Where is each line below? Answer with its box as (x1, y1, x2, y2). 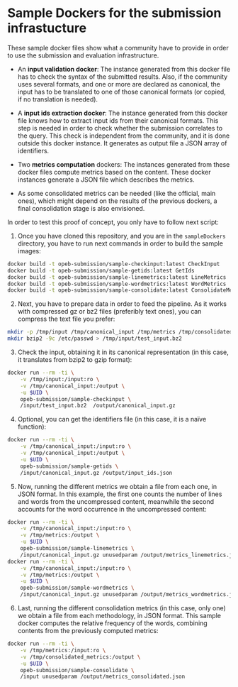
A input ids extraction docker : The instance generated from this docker (17, 109, 228, 117)
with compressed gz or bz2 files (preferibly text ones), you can (17, 307, 202, 316)
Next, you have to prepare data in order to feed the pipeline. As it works (17, 299, 227, 308)
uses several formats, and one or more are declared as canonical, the (17, 79, 221, 88)
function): (17, 422, 47, 431)
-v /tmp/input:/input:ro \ (20, 375, 100, 383)
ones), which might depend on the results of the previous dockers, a (17, 197, 217, 205)
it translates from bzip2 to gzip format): (17, 356, 132, 364)
